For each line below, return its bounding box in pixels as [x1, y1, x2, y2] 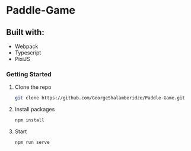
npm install [14, 117, 44, 123]
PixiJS [14, 56, 31, 62]
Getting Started [6, 70, 52, 78]
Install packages [14, 106, 55, 113]
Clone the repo [14, 83, 52, 91]
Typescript [14, 49, 42, 56]
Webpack [14, 43, 39, 50]
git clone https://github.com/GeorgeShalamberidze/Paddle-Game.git [14, 95, 185, 101]
